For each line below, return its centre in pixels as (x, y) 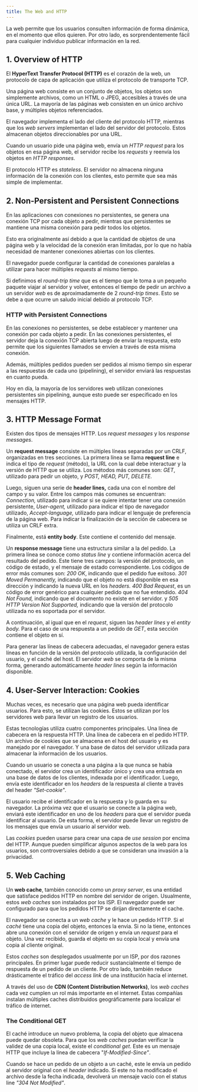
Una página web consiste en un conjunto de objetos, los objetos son (89, 92)
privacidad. (20, 857)
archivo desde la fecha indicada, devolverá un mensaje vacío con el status (96, 1077)
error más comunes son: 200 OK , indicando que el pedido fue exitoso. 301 (96, 573)
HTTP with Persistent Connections (57, 315)
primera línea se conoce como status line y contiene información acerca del (98, 555)
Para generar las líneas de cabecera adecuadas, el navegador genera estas (98, 647)
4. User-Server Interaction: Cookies (73, 690)
